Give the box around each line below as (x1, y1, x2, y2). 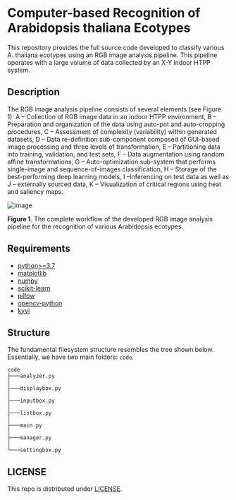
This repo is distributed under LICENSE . (7, 484, 123, 493)
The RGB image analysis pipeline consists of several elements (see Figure (7, 104, 222, 114)
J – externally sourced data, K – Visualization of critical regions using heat (7, 180, 222, 188)
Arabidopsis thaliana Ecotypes (7, 20, 191, 36)
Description (7, 86, 60, 98)
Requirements (7, 243, 70, 255)
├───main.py (7, 422, 42, 429)
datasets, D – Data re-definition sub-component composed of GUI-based (7, 135, 220, 143)
